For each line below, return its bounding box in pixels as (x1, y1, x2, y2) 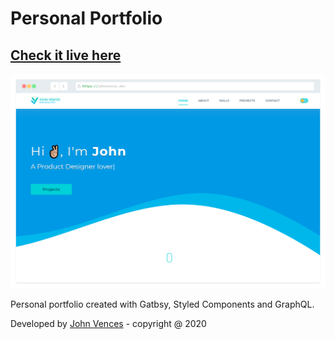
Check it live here (10, 47, 122, 64)
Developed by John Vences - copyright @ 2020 (10, 318, 207, 330)
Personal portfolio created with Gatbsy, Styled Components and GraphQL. (10, 298, 315, 311)
